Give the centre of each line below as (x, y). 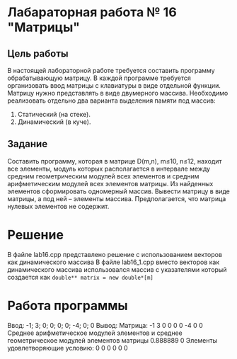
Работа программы (68, 306)
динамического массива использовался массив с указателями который (117, 269)
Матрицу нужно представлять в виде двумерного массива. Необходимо (118, 93)
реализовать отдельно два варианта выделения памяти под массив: (111, 101)
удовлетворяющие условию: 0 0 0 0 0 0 (68, 348)
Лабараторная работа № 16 (92, 12)
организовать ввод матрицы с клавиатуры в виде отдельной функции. (114, 85)
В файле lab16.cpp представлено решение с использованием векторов (115, 254)
